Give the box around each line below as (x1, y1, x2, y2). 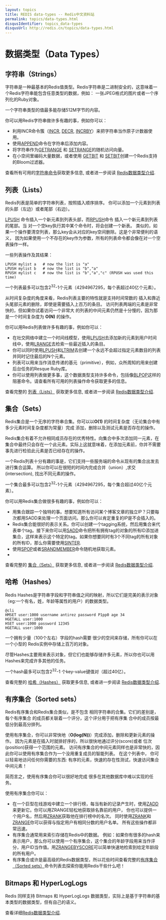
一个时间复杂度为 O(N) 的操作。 (9, 313, 74, 319)
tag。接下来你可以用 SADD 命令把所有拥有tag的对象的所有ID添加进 (25, 527, 159, 534)
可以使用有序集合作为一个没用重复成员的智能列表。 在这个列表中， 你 (13, 751, 155, 757)
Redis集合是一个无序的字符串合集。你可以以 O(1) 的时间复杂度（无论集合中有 (5, 419, 161, 425)
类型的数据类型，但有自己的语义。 (9, 899, 79, 905)
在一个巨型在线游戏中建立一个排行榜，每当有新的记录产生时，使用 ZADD (12, 801, 159, 807)
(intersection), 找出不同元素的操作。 (5, 471, 78, 477)
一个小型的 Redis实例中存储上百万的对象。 (5, 641, 91, 647)
